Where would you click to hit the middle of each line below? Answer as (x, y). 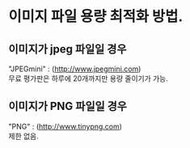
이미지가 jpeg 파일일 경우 (68, 49)
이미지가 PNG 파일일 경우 (68, 106)
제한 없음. (23, 136)
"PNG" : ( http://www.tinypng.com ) (65, 126)
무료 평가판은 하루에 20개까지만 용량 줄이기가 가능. (88, 78)
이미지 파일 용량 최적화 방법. (96, 17)
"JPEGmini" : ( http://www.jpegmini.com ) (75, 69)
